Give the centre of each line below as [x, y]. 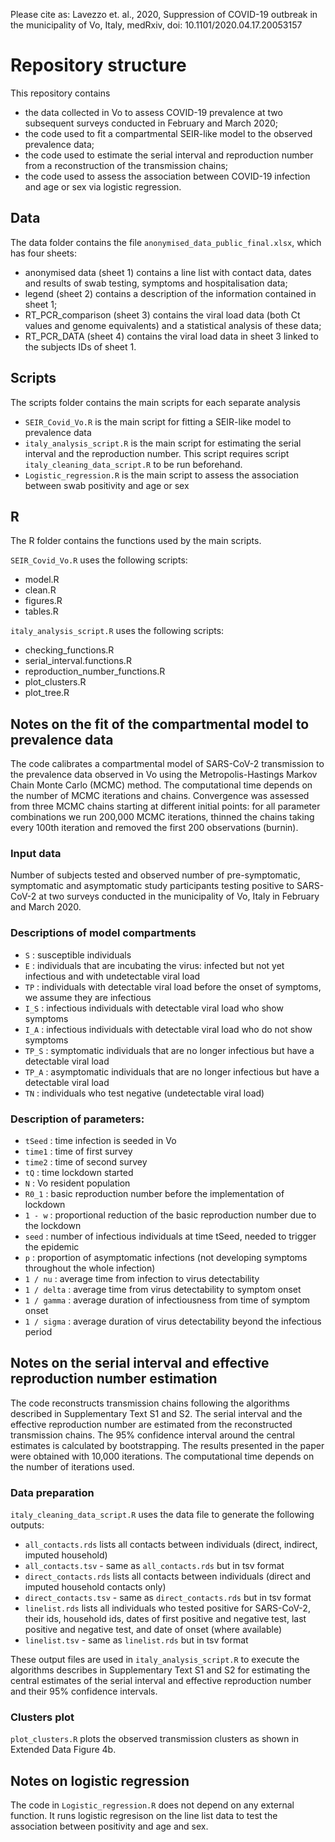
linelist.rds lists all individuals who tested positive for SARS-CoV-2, [167, 1608]
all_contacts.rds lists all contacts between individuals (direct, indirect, [171, 1545]
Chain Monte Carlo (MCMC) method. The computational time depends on [161, 785]
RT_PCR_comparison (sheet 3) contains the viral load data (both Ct [162, 315]
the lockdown [53, 1226]
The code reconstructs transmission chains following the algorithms [150, 1403]
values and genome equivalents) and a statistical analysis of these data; [173, 325]
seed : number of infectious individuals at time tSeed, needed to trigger [170, 1236]
